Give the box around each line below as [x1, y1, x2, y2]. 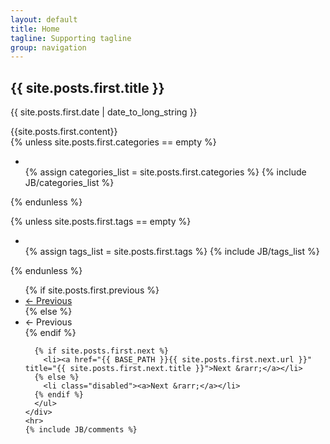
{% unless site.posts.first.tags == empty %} [10, 216, 192, 228]
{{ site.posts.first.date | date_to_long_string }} [10, 106, 198, 118]
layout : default [10, 14, 78, 25]
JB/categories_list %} [24, 177, 115, 189]
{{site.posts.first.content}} [10, 126, 118, 138]
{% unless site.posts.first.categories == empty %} [10, 136, 217, 148]
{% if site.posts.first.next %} [34, 346, 169, 356]
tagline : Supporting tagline [10, 33, 132, 43]
